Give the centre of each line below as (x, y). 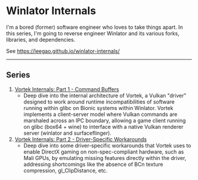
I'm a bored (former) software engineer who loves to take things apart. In (95, 27)
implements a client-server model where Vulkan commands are (100, 114)
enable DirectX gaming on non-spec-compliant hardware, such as (104, 152)
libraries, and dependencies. (41, 39)
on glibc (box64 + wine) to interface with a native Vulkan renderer (103, 126)
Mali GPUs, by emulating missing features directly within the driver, (105, 158)
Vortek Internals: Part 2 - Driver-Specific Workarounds (81, 139)
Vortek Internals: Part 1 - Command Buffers (67, 89)
